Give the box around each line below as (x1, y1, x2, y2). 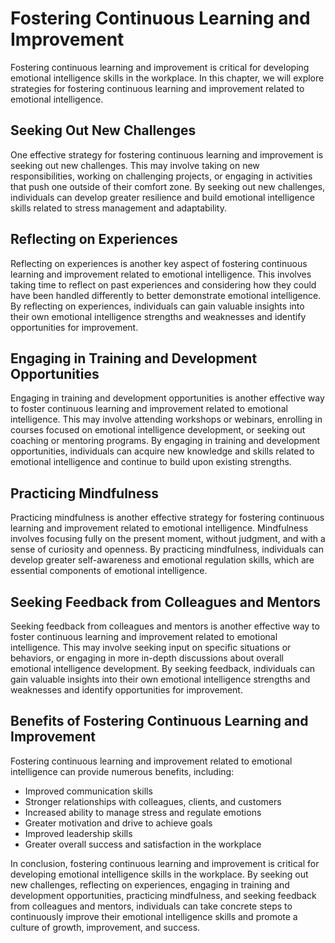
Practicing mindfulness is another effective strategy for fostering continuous (10, 512, 325, 524)
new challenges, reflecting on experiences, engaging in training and (10, 878, 290, 891)
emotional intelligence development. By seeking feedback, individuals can (10, 663, 316, 674)
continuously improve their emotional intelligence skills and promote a (10, 910, 298, 922)
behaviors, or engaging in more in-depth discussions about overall (10, 652, 285, 664)
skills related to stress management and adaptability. (10, 202, 227, 214)
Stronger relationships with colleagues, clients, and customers (24, 795, 282, 807)
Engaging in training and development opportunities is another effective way (10, 392, 325, 404)
